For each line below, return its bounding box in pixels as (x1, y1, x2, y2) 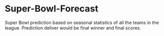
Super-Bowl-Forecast (5, 3, 99, 14)
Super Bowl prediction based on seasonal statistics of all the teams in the (5, 19, 159, 25)
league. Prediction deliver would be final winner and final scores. (5, 24, 142, 30)
